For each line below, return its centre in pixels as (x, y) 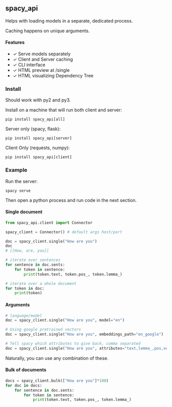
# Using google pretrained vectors (43, 330)
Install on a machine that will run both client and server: (64, 110)
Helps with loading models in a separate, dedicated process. (69, 21)
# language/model (24, 316)
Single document (24, 212)
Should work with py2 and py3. (38, 100)
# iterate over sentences (33, 260)
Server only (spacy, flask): (33, 129)
